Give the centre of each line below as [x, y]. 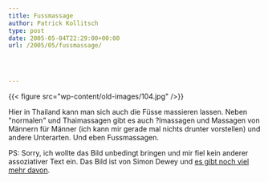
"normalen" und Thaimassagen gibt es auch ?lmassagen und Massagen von [134, 120]
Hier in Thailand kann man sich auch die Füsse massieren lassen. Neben [128, 112]
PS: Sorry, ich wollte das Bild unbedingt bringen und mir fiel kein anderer [128, 153]
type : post [26, 30]
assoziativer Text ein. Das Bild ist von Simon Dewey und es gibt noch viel [129, 162]
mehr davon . [29, 170]
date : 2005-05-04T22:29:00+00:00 [64, 38]
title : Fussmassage [41, 16]
